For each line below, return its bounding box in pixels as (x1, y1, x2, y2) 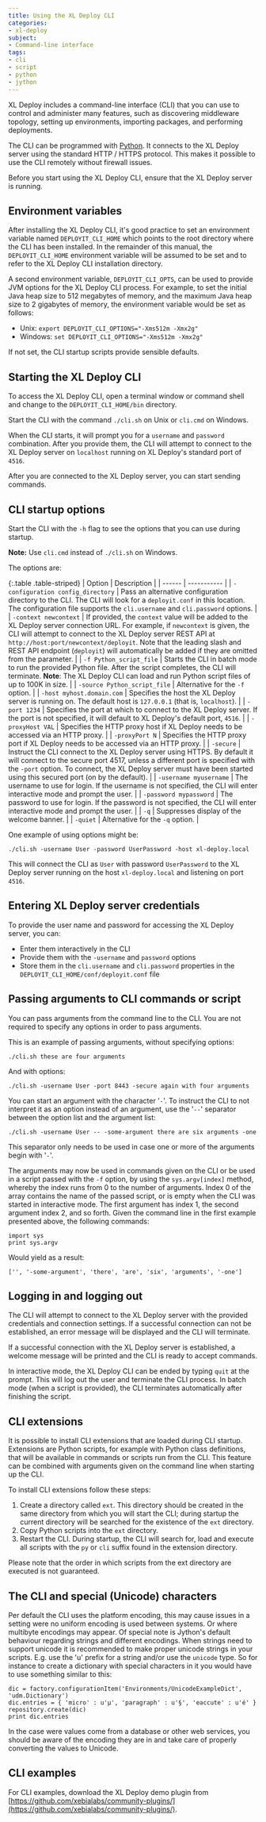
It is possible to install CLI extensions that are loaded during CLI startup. (8, 1436, 243, 1446)
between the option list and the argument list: (8, 1112, 156, 1122)
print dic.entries (8, 1712, 69, 1720)
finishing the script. (8, 1392, 71, 1401)
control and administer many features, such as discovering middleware (8, 108, 240, 117)
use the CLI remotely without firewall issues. (8, 157, 153, 167)
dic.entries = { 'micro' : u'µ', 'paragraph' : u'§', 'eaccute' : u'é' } (8, 1699, 257, 1707)
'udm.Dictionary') (8, 1692, 69, 1700)
